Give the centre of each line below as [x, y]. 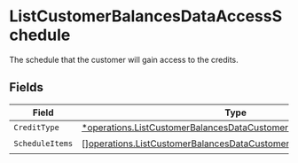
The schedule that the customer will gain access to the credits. [124, 59]
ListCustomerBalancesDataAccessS [146, 16]
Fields [27, 87]
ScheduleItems [43, 144]
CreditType [36, 127]
